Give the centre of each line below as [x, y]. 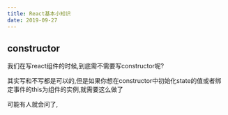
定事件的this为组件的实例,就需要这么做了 [65, 90]
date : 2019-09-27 [32, 20]
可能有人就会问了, [33, 105]
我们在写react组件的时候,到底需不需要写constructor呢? [86, 66]
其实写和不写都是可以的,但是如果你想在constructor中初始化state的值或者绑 [114, 81]
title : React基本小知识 [39, 14]
